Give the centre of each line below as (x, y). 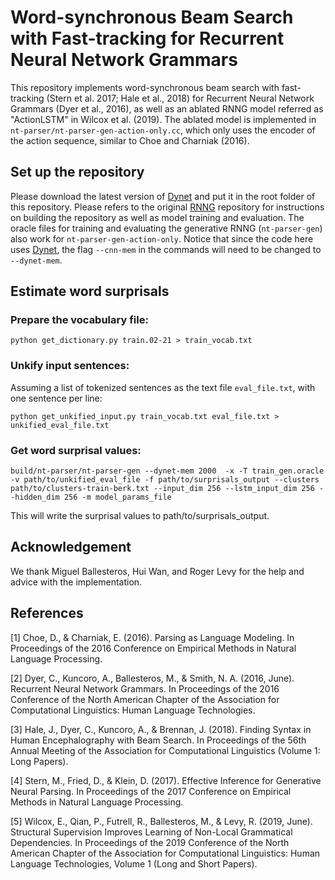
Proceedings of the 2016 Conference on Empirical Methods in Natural (153, 648)
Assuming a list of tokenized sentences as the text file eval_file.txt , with (163, 387)
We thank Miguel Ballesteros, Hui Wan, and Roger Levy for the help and (157, 571)
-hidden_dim (35, 497)
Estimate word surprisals (90, 291)
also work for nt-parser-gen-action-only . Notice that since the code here (162, 238)
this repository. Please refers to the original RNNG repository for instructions (167, 207)
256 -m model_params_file (117, 497)
